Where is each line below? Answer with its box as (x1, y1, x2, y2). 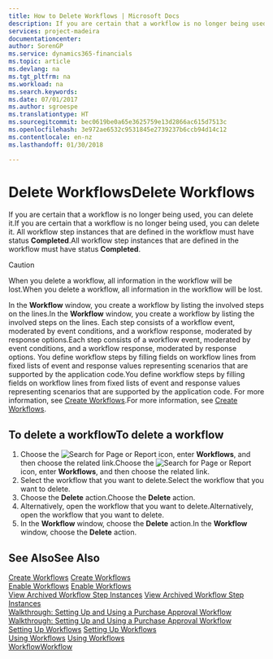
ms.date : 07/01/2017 (8, 95, 79, 103)
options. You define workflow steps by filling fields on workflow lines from (8, 352, 257, 362)
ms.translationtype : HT (8, 111, 89, 119)
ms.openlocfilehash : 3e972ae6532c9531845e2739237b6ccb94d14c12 (8, 125, 227, 134)
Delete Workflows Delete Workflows (8, 182, 255, 201)
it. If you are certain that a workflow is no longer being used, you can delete (8, 218, 260, 228)
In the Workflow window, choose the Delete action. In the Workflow (19, 519, 248, 529)
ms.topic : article (8, 58, 71, 66)
